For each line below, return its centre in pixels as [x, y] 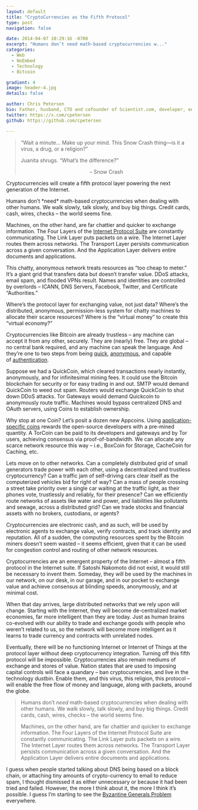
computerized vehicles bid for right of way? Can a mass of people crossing [97, 482]
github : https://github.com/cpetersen [54, 121]
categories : [21, 50]
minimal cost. [22, 593]
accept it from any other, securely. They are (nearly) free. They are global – [97, 341]
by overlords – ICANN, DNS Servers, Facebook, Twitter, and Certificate [92, 287]
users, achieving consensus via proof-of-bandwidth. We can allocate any [95, 439]
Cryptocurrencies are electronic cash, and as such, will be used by [87, 525]
